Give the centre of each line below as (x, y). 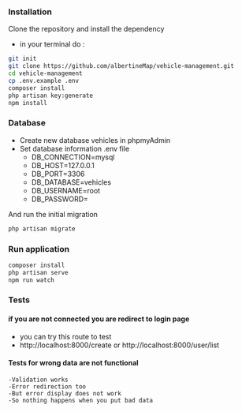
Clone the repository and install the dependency (86, 29)
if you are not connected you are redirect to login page (99, 319)
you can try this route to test (65, 336)
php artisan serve (38, 272)
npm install (28, 103)
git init (22, 59)
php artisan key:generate (50, 96)
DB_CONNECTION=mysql (73, 157)
